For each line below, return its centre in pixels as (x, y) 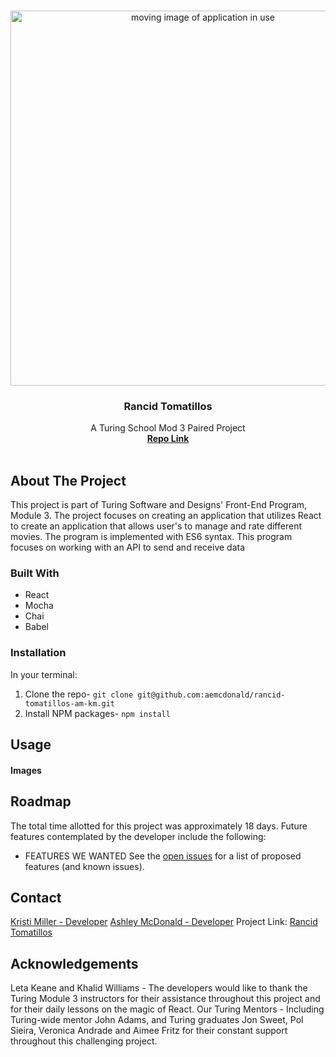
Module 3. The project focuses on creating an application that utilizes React (166, 516)
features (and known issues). (84, 866)
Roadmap (41, 801)
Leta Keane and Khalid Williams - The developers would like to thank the (159, 988)
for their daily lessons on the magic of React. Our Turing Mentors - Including (167, 1009)
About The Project (68, 480)
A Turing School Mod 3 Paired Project (168, 428)
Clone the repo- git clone (79, 694)
